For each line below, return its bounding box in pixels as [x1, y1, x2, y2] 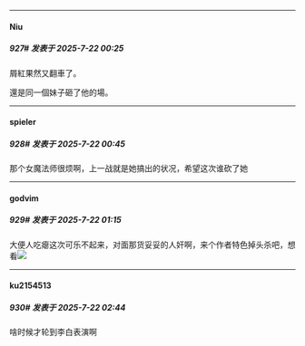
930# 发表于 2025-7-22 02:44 [9, 302, 126, 312]
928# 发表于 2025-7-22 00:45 [9, 138, 125, 149]
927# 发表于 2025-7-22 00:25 [9, 43, 124, 54]
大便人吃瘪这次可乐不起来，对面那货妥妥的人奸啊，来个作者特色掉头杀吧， [9, 239, 288, 250]
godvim [9, 192, 39, 204]
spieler [9, 117, 36, 128]
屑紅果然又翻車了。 [9, 67, 82, 78]
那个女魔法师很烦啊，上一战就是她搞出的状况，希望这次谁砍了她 [9, 163, 248, 174]
